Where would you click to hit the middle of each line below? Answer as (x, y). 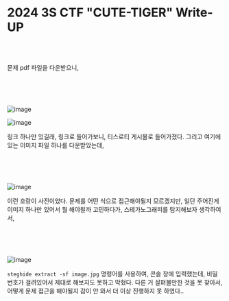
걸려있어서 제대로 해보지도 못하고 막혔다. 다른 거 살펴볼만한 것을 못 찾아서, (124, 282)
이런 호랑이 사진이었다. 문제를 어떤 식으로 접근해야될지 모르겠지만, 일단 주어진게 (113, 201)
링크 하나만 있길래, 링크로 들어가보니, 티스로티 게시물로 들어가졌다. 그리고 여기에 (114, 136)
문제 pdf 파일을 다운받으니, (43, 67)
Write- (195, 13)
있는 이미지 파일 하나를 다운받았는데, (56, 145)
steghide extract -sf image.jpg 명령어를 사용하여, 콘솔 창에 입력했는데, (106, 274)
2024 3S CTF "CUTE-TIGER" (90, 13)
